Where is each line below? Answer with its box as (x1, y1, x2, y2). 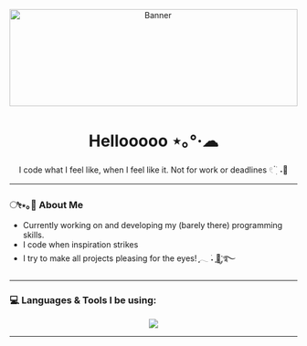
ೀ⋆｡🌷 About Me (9, 198, 84, 211)
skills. (22, 229, 45, 241)
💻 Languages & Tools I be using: (9, 294, 157, 307)
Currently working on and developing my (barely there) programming (22, 220, 283, 231)
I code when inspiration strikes (22, 239, 139, 250)
